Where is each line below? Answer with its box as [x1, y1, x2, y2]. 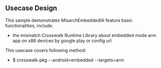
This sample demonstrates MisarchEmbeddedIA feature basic [5, 17, 133, 23]
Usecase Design [5, 4, 58, 12]
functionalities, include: [5, 22, 54, 28]
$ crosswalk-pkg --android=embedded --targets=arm [12, 57, 124, 63]
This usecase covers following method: [5, 47, 86, 53]
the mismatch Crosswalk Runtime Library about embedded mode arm [12, 32, 156, 38]
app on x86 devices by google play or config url [12, 37, 112, 43]
